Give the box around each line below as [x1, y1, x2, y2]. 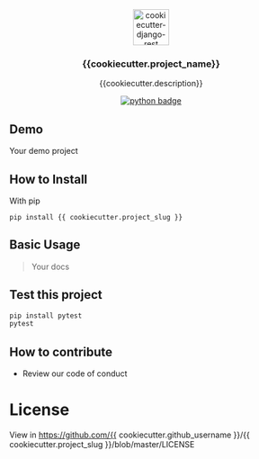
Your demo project [9, 146, 78, 157]
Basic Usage [9, 238, 81, 253]
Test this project [9, 287, 103, 302]
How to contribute [9, 344, 113, 359]
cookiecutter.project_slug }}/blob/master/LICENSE [9, 439, 195, 450]
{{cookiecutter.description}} [99, 78, 203, 89]
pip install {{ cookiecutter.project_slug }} [9, 212, 183, 221]
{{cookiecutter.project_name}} [82, 58, 220, 70]
